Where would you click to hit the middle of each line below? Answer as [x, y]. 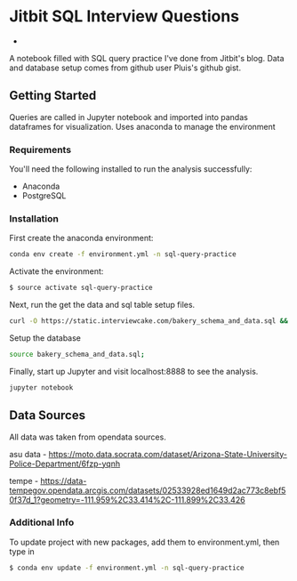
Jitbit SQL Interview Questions [124, 16]
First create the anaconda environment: [81, 238]
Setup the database [45, 338]
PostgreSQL [44, 196]
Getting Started [53, 96]
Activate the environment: [56, 271]
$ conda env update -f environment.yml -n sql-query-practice [127, 568]
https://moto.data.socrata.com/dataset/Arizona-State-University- [168, 454]
